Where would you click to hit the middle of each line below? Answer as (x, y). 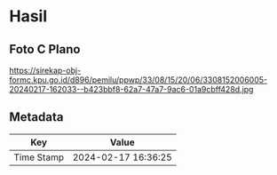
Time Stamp (39, 157)
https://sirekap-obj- (45, 70)
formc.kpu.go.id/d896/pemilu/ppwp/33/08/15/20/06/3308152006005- (138, 80)
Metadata (36, 117)
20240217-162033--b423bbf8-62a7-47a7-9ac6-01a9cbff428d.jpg (131, 89)
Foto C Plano (45, 49)
